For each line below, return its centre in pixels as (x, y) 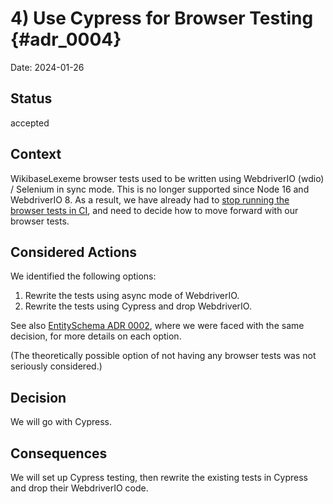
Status (31, 98)
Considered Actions (74, 252)
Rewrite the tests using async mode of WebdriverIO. (132, 296)
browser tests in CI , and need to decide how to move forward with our (154, 210)
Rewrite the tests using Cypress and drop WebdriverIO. (138, 306)
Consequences (59, 453)
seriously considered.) (56, 366)
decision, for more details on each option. (96, 336)
